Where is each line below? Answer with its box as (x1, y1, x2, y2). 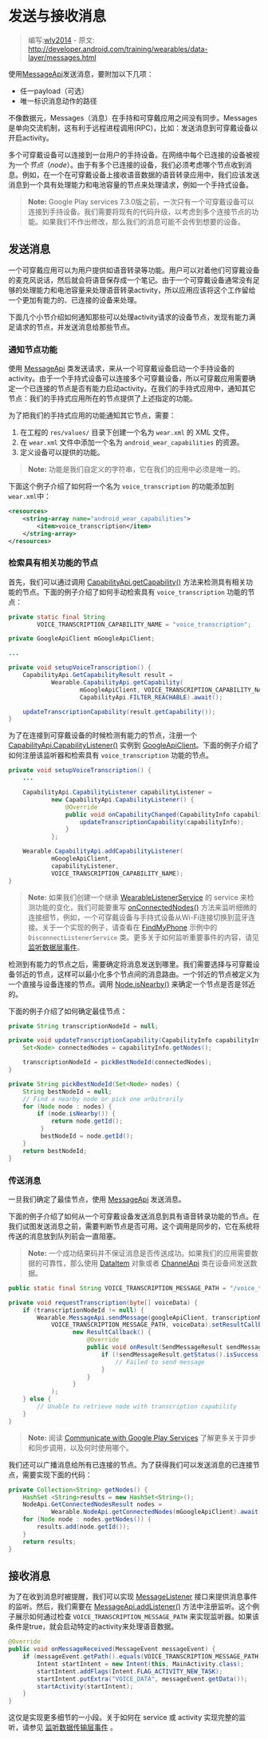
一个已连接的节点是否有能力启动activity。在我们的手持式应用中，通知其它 (14, 384, 256, 394)
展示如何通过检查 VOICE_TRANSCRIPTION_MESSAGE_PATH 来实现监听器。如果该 (14, 1612, 259, 1622)
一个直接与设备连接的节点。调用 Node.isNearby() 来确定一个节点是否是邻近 (8, 979, 255, 988)
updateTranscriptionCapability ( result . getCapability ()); (22, 707, 216, 715)
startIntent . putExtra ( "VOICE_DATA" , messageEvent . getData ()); (37, 1674, 248, 1683)
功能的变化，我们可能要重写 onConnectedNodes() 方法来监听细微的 (34, 902, 258, 912)
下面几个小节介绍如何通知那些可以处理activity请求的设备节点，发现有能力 (8, 312, 249, 322)
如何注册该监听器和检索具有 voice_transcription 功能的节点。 (8, 751, 213, 760)
